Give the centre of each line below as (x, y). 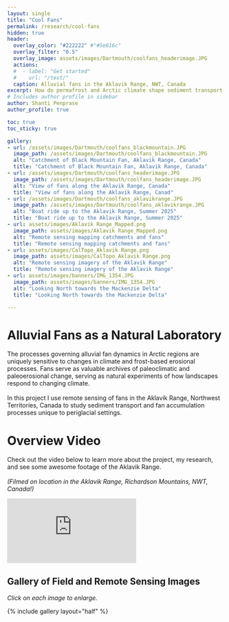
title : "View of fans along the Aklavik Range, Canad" (94, 192)
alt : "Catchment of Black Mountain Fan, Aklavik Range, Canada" (107, 160)
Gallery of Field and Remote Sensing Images (104, 581)
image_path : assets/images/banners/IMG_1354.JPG (84, 282)
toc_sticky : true (32, 128)
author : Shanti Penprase (43, 103)
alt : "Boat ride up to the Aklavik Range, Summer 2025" (95, 212)
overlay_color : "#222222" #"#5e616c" (67, 46)
